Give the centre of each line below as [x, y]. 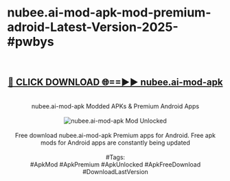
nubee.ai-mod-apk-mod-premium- [109, 13]
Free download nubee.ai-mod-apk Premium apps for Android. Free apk [115, 135]
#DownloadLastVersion [115, 171]
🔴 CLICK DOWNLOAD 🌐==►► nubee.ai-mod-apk [115, 83]
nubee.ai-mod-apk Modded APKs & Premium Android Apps [115, 106]
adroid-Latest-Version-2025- [93, 27]
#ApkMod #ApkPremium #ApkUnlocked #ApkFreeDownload [115, 164]
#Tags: [115, 157]
